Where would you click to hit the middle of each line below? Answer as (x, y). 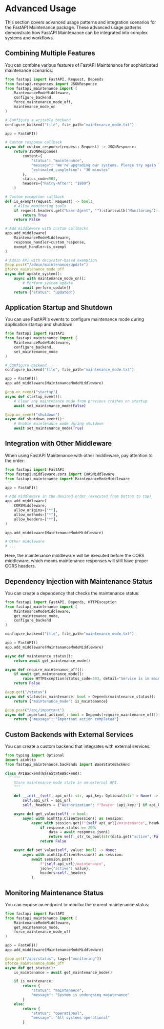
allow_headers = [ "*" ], (36, 519)
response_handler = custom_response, (50, 242)
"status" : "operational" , (57, 1013)
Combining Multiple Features (50, 53)
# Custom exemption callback (35, 197)
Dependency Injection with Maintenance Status (79, 582)
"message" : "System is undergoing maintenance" (81, 995)
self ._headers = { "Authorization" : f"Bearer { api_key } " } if (85, 805)
